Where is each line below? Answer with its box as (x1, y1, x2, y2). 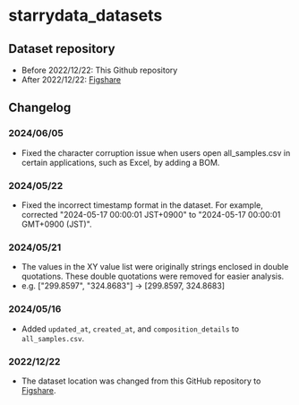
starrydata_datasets (8, 5, 163, 26)
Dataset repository (8, 41, 115, 56)
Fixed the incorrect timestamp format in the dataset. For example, (21, 199, 263, 211)
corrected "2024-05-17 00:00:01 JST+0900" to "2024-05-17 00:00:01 (21, 209, 281, 220)
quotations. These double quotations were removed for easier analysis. (21, 271, 285, 282)
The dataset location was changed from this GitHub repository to (21, 375, 261, 386)
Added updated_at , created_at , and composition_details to (21, 323, 239, 334)
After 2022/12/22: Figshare (21, 74, 122, 85)
